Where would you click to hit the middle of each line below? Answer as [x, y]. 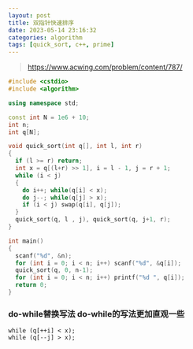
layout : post [30, 15]
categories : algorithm [45, 37]
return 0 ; [31, 285]
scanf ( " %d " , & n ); [44, 256]
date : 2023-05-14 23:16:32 [52, 30]
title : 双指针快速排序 [41, 23]
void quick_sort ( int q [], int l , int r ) [76, 147]
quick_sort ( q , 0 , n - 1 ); [54, 270]
